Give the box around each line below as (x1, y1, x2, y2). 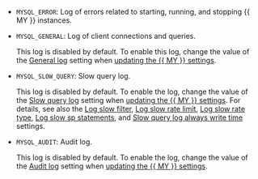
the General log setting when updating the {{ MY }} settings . (15, 56, 217, 65)
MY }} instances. (15, 15, 73, 25)
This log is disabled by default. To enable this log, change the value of (15, 47, 250, 56)
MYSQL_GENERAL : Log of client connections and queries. (15, 32, 197, 40)
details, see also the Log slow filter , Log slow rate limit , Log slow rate (15, 104, 245, 113)
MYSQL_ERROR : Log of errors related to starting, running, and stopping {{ (15, 7, 251, 16)
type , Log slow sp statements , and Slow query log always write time (15, 113, 243, 122)
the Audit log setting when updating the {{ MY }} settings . (15, 161, 208, 171)
